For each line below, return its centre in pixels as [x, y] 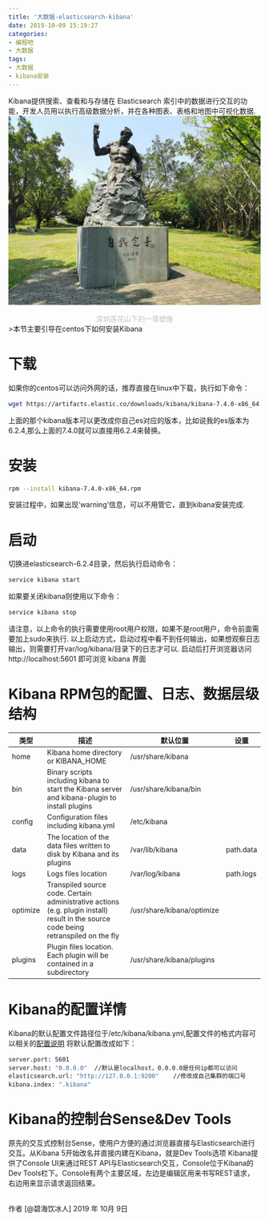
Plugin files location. [80, 947]
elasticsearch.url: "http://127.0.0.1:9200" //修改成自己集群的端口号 [127, 1076]
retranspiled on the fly [83, 936]
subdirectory [68, 973]
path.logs [241, 873]
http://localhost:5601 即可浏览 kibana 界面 [77, 659]
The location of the [78, 836]
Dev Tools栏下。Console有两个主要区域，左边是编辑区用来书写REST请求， [131, 1173]
